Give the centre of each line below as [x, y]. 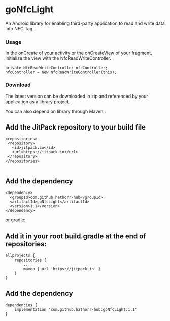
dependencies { [21, 305]
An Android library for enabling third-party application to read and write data [85, 23]
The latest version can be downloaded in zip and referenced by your [77, 96]
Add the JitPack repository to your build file [76, 127]
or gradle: [15, 220]
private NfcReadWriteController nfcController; [57, 68]
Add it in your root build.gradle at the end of [76, 236]
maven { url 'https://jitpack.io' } [62, 269]
